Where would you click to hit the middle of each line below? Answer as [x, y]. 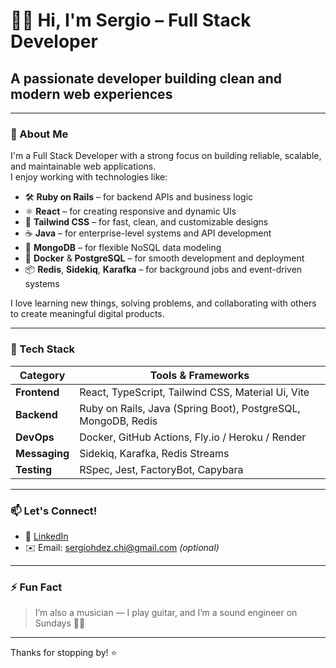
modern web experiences [91, 94]
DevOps [35, 437]
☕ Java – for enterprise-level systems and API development [148, 233]
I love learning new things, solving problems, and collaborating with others [163, 303]
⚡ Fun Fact [36, 587]
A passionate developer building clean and [146, 78]
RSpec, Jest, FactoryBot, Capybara [161, 469]
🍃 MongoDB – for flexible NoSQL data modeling [123, 248]
